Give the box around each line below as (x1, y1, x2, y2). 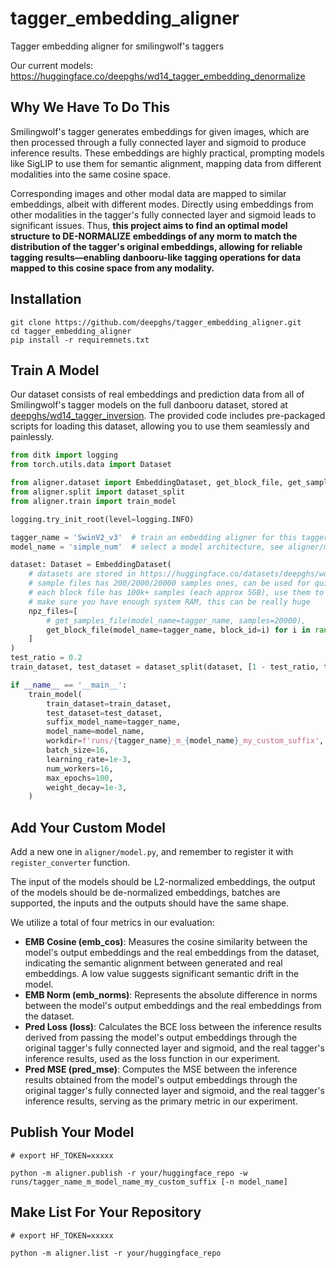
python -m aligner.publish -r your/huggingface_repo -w (10, 1168, 248, 1178)
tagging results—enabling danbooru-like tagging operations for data (10, 251, 302, 263)
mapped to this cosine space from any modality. (10, 262, 215, 274)
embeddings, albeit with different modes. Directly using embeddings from (10, 198, 314, 210)
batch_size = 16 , (46, 745, 110, 755)
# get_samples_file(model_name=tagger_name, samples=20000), (46, 615, 307, 626)
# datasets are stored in (28, 569, 137, 579)
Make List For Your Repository (10, 1204, 202, 1221)
